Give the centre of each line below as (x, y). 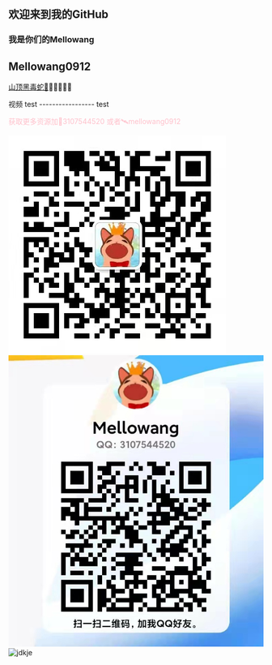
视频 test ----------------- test (59, 105)
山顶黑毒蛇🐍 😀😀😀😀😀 (40, 87)
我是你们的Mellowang (51, 40)
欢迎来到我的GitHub (59, 15)
